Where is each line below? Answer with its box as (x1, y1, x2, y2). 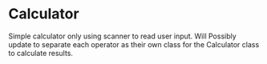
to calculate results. (8, 48, 74, 58)
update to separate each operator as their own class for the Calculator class (8, 39, 260, 49)
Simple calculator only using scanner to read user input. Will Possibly (8, 31, 237, 41)
